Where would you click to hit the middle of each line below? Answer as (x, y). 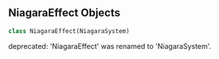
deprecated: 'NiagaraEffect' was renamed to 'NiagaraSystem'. (110, 46)
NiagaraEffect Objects (65, 13)
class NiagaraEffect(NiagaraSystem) (69, 31)
